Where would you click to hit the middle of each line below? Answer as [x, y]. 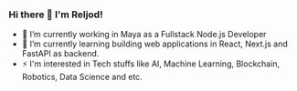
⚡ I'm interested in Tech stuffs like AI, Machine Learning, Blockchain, [151, 64]
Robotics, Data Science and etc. [82, 77]
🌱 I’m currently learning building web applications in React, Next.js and [155, 44]
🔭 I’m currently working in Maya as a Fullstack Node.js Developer [144, 35]
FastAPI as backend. [60, 54]
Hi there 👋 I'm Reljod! [56, 15]
